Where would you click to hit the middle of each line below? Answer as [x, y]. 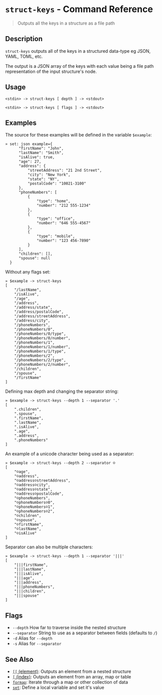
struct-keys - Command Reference [79, 9]
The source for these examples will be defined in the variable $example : [78, 135]
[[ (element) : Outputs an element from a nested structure [72, 671]
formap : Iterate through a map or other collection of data [70, 682]
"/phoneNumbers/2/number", [42, 365]
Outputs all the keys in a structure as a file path [66, 23]
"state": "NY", [43, 179]
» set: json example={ [29, 144]
